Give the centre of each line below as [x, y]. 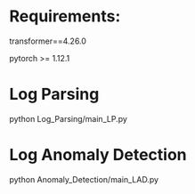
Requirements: [65, 16]
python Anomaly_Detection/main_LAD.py [84, 179]
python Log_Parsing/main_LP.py [68, 118]
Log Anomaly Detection [98, 155]
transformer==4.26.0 [48, 41]
